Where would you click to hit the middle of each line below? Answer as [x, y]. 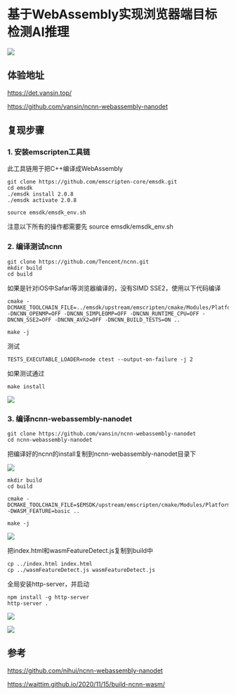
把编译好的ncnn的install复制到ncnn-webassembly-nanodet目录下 [102, 454]
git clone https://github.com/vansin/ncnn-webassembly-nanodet [102, 434]
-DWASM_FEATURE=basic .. [44, 511]
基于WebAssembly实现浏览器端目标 [112, 14]
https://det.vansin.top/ [40, 93]
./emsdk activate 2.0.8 [42, 200]
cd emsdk [20, 188]
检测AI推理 [38, 32]
